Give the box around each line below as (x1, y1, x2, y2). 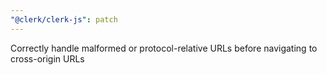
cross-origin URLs (10, 52, 85, 65)
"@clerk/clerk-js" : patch (10, 14, 118, 25)
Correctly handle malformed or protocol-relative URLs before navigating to (10, 42, 318, 54)
